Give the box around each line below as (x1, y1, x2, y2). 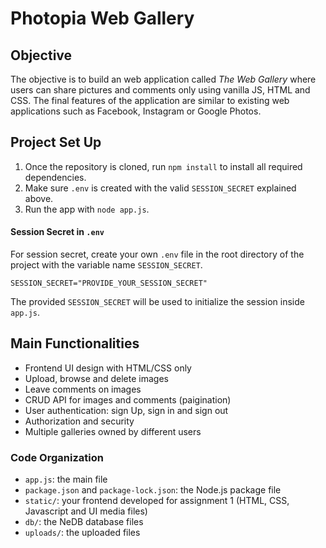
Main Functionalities (10, 335, 140, 352)
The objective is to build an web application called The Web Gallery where (10, 73, 317, 85)
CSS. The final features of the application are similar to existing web (10, 95, 290, 106)
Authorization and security (24, 415, 135, 427)
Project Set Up (10, 134, 102, 151)
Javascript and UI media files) (24, 505, 148, 517)
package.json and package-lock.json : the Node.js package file (24, 484, 282, 496)
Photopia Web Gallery (10, 7, 195, 30)
